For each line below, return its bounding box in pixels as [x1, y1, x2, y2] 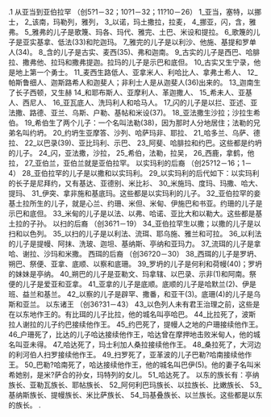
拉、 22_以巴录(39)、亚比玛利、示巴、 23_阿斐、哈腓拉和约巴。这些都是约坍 [8, 138, 262, 148]
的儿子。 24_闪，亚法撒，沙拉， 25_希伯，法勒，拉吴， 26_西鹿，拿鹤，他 [8, 148, 255, 157]
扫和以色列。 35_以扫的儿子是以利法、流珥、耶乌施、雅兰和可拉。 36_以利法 [8, 229, 262, 238]
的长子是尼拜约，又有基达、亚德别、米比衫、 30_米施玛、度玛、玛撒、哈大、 [8, 178, 263, 188]
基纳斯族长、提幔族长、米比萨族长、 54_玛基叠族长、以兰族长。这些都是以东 [8, 390, 263, 399]
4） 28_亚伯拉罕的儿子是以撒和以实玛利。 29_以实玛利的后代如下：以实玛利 [8, 169, 260, 177]
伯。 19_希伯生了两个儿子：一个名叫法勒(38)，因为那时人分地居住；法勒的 [8, 118, 254, 127]
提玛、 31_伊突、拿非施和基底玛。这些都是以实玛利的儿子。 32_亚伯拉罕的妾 [8, 189, 261, 198]
